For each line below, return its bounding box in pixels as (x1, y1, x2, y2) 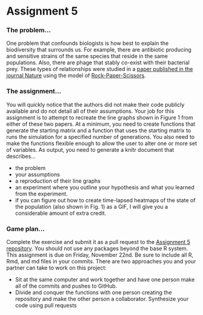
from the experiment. (15, 190, 68, 197)
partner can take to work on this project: (6, 264, 107, 271)
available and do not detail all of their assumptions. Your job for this (6, 107, 175, 115)
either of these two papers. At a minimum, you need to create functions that (6, 120, 196, 127)
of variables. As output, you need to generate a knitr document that (6, 146, 175, 153)
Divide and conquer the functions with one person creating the (15, 289, 172, 296)
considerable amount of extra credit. (15, 209, 107, 217)
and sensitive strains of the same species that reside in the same (6, 53, 168, 60)
